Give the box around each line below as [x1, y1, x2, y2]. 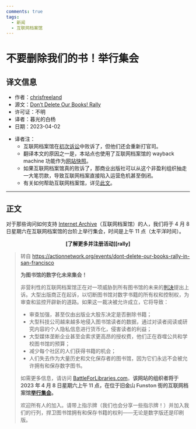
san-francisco [20, 259, 54, 267]
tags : [6, 14, 19, 20]
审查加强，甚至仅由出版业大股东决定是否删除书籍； [29, 311, 152, 318]
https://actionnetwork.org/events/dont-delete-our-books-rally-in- [32, 253, 190, 260]
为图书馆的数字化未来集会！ [20, 271, 87, 278]
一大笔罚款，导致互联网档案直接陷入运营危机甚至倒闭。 [23, 172, 156, 179]
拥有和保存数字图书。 [34, 362, 86, 369]
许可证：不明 [14, 108, 45, 115]
